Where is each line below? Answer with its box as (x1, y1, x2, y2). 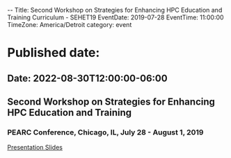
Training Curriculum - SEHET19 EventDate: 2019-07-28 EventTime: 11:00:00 (7, 13, 224, 21)
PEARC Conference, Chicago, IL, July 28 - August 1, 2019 (7, 128, 204, 137)
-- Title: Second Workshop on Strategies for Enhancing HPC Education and (7, 6, 223, 14)
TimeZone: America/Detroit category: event (7, 21, 132, 28)
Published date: (7, 45, 100, 61)
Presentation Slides (7, 143, 63, 152)
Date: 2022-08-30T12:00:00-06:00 (7, 72, 168, 84)
